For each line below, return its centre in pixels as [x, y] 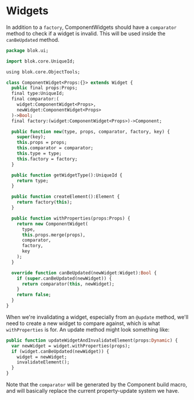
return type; [33, 181]
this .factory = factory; [47, 159]
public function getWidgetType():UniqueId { [67, 175]
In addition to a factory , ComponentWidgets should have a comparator [91, 27]
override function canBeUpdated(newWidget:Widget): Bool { [84, 273]
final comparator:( [35, 99]
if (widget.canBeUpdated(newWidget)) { [60, 351]
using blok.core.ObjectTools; [43, 72]
